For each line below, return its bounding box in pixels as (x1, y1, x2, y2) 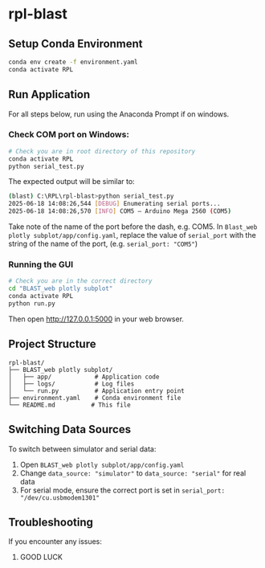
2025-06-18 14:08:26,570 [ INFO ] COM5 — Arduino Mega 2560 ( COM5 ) (8, 207, 231, 215)
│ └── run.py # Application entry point (8, 386, 185, 394)
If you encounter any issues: (8, 537, 103, 546)
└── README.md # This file (8, 401, 131, 409)
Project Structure (8, 337, 96, 351)
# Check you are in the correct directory (8, 277, 153, 285)
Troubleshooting (8, 515, 94, 529)
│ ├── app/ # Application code (8, 373, 160, 381)
